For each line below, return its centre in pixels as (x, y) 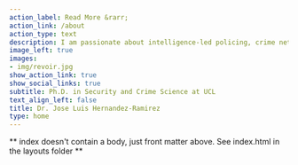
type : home (29, 116)
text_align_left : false (53, 100)
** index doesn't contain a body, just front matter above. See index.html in (145, 142)
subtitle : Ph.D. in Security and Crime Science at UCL (113, 91)
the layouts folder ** (46, 151)
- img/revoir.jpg (41, 67)
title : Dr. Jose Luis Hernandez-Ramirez (85, 108)
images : (24, 59)
